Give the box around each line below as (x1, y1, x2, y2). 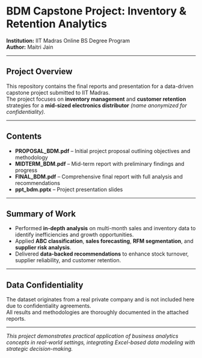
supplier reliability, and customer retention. (14, 257, 121, 264)
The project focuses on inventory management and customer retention (6, 95, 186, 102)
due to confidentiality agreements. (6, 303, 91, 310)
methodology (14, 154, 48, 161)
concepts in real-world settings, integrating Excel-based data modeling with (6, 339, 195, 346)
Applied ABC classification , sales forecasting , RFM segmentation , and (14, 237, 194, 245)
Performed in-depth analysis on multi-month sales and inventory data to (14, 225, 196, 232)
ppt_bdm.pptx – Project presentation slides (14, 186, 123, 193)
